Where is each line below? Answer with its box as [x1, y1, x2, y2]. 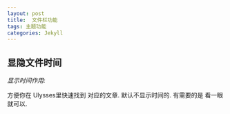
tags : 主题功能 [7, 23, 47, 30]
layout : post [7, 10, 45, 17]
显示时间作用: [7, 77, 46, 85]
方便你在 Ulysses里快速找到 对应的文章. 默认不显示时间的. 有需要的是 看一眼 [7, 91, 223, 99]
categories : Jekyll [7, 29, 64, 37]
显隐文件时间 [7, 57, 62, 68]
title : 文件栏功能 [7, 17, 58, 23]
